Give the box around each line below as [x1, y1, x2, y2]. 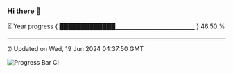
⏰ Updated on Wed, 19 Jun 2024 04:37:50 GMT [7, 45, 144, 53]
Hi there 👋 [7, 6, 42, 16]
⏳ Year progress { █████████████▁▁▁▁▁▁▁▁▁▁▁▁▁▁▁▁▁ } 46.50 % [7, 22, 225, 30]
